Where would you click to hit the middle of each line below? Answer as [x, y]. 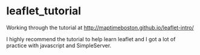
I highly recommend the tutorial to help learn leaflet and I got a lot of [91, 39]
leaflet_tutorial [44, 11]
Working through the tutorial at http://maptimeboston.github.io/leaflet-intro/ [100, 27]
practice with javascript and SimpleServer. [59, 45]
